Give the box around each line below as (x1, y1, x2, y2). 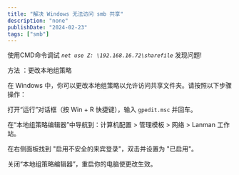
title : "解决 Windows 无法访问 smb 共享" (7, 10, 123, 18)
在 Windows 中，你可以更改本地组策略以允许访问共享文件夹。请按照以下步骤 (7, 81, 232, 90)
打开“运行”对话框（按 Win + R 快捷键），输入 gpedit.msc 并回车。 (7, 105, 198, 114)
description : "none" (7, 17, 69, 24)
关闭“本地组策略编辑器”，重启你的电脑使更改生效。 (7, 160, 157, 169)
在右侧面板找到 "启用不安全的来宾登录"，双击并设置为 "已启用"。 (7, 144, 198, 154)
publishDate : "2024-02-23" (7, 24, 88, 31)
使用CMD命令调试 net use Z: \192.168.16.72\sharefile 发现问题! (7, 51, 202, 59)
